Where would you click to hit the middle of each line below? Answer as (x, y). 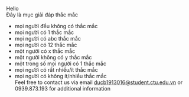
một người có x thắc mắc (45, 51)
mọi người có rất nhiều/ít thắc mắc (56, 70)
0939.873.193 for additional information (63, 88)
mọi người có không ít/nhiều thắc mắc (61, 76)
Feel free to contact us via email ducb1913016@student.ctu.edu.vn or (99, 82)
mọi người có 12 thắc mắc (46, 45)
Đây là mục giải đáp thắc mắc (42, 15)
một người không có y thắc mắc (53, 57)
